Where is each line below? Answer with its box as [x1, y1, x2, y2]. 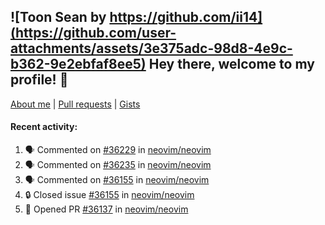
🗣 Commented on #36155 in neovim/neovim [24, 174, 210, 186]
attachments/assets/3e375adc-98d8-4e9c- [10, 40, 293, 57]
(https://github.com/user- [10, 25, 177, 42]
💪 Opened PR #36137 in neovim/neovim [24, 203, 189, 215]
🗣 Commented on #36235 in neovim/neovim [24, 159, 212, 171]
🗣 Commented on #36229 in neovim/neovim [24, 144, 212, 156]
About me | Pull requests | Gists [10, 98, 141, 110]
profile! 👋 [10, 71, 69, 89]
